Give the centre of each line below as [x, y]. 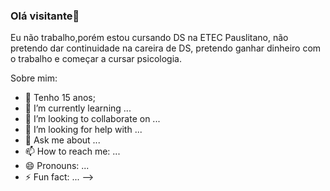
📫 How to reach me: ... [72, 151]
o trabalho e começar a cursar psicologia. [96, 59]
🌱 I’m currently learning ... [78, 108]
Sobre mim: [34, 78]
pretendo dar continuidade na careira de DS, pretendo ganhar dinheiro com [166, 48]
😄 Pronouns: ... [57, 166]
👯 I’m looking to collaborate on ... [92, 119]
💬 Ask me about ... [62, 140]
